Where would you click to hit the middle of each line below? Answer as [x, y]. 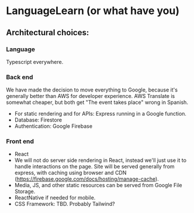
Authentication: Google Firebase [53, 126]
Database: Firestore [38, 120]
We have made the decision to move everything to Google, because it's [92, 90]
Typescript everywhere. [35, 62]
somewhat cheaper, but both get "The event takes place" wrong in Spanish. [97, 102]
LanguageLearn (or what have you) [93, 11]
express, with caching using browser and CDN [70, 173]
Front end [20, 141]
